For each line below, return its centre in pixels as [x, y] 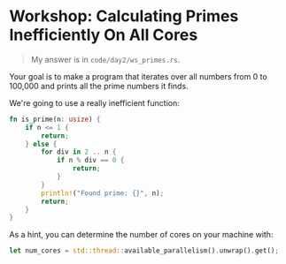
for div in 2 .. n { [79, 152]
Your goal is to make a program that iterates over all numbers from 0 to [138, 76]
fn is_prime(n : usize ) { [55, 119]
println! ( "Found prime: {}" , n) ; [103, 193]
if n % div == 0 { [90, 161]
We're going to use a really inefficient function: [94, 102]
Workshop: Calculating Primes [124, 16]
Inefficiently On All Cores [104, 35]
